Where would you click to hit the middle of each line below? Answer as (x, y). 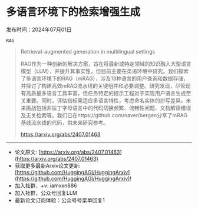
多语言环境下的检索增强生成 (73, 12)
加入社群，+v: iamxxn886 (46, 185)
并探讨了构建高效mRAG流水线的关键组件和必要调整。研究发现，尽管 (103, 85)
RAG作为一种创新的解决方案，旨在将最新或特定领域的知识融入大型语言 (106, 64)
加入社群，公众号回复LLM (46, 193)
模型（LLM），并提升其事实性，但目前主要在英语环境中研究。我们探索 (105, 71)
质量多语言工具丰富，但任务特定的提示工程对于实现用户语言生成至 (111, 93)
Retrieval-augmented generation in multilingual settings (88, 51)
